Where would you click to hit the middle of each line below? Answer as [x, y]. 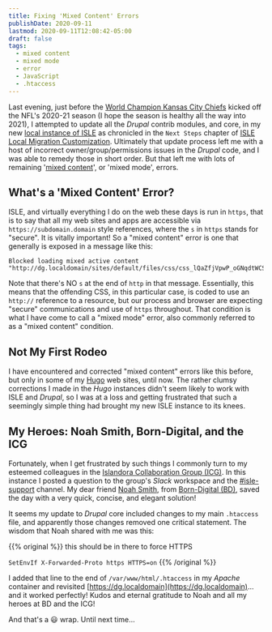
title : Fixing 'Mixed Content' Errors [74, 16]
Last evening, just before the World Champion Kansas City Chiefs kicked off [135, 107]
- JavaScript [38, 76]
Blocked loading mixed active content [74, 261]
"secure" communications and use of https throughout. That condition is [130, 310]
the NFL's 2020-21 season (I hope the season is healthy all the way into [127, 115]
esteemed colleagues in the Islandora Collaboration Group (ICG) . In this [127, 472]
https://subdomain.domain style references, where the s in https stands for [134, 229]
